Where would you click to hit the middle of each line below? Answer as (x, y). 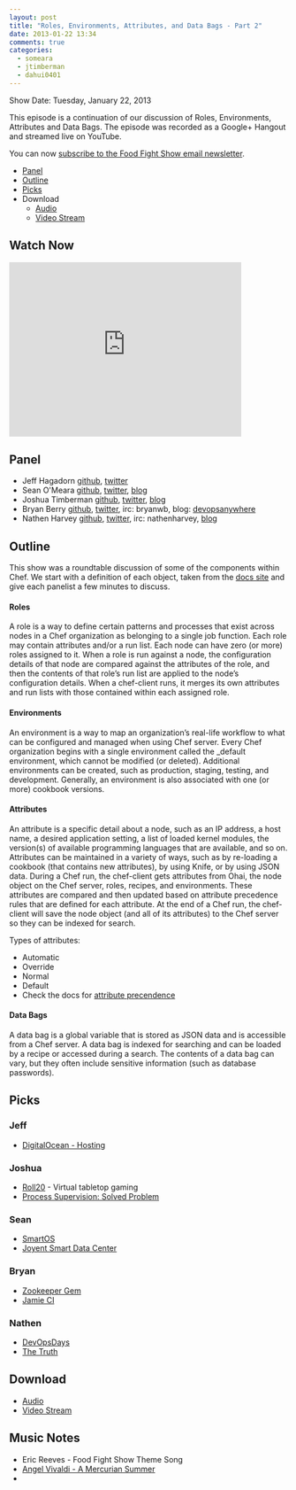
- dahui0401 (39, 75)
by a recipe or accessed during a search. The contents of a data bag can (142, 1054)
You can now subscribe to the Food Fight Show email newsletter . (127, 153)
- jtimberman (41, 67)
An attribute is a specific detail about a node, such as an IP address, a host (145, 828)
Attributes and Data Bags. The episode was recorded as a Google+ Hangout (148, 127)
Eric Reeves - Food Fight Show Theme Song (102, 1459)
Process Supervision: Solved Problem (91, 1196)
